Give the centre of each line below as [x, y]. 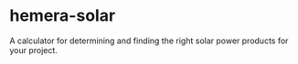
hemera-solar [63, 16]
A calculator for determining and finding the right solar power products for [149, 41]
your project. [33, 50]
